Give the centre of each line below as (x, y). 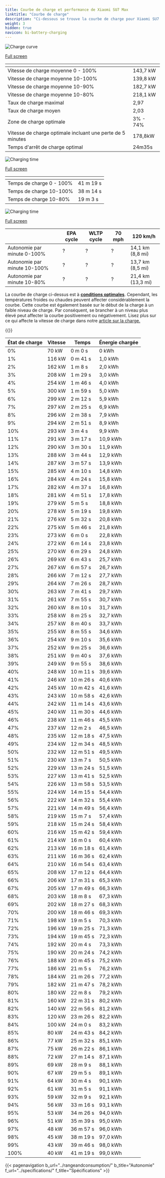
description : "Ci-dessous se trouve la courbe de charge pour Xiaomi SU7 (82, 19)
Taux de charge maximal (36, 103)
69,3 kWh (110, 912)
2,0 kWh (109, 367)
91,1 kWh (110, 1089)
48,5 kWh (110, 744)
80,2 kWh (110, 1001)
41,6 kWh (110, 688)
